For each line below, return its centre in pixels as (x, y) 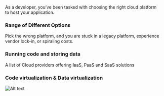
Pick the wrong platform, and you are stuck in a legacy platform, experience (82, 36)
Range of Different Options (38, 25)
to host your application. (30, 12)
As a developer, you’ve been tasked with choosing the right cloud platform (81, 7)
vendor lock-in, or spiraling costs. (39, 41)
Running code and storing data (43, 54)
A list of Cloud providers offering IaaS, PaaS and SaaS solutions (70, 65)
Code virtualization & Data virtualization (54, 78)
